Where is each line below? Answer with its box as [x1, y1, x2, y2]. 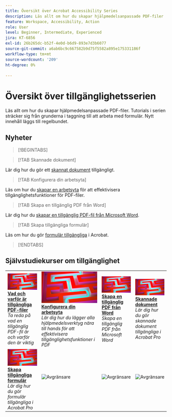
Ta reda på [7, 312, 31, 319]
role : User [5, 25, 29, 30]
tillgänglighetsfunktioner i [41, 336, 95, 342]
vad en [7, 318, 22, 324]
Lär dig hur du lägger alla [41, 314, 95, 321]
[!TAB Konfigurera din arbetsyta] [17, 177, 87, 183]
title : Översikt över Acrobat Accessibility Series [5, 8, 118, 13]
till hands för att [41, 325, 75, 331]
